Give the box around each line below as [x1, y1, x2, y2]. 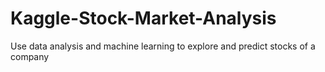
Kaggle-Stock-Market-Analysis [10, 7, 277, 30]
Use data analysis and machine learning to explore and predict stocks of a [10, 40, 316, 52]
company [10, 50, 50, 62]
